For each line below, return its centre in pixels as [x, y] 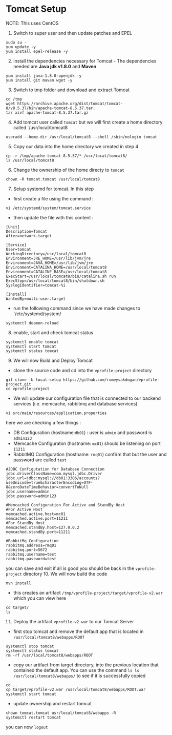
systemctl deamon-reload [32, 323]
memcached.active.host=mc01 [36, 514]
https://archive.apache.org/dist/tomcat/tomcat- [70, 104]
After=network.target [29, 236]
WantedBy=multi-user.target [36, 299]
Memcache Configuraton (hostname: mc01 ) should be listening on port [87, 443]
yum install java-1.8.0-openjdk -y [44, 76]
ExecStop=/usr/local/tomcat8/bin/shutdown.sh [55, 281]
